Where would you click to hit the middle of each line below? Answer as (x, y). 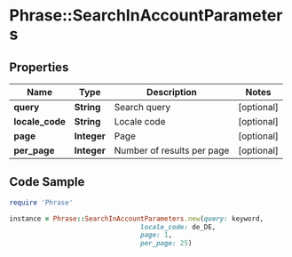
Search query (142, 107)
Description (172, 92)
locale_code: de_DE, (178, 227)
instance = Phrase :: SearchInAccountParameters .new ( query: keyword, (137, 219)
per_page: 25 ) (166, 244)
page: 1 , (157, 235)
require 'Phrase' (41, 202)
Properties (39, 67)
